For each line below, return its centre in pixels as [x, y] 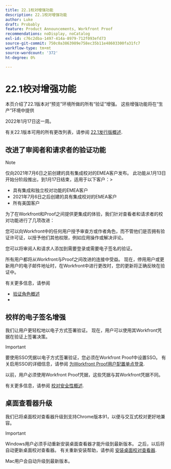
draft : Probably [22, 24]
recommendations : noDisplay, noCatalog [48, 34]
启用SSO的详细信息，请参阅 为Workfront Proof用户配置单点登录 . [77, 364]
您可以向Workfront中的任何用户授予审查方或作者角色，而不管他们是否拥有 [83, 231]
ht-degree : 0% [20, 58]
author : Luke [19, 19]
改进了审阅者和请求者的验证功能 [56, 150]
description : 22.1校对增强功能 [36, 15]
